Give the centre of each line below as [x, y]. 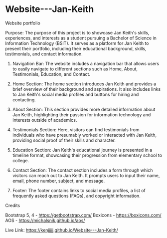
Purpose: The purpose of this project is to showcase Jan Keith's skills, [77, 32]
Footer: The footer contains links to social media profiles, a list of [79, 190]
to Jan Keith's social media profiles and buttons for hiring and [76, 94]
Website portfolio [23, 23]
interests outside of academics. [45, 120]
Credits [13, 205]
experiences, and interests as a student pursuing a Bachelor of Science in [81, 38]
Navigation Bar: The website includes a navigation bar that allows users [86, 63]
